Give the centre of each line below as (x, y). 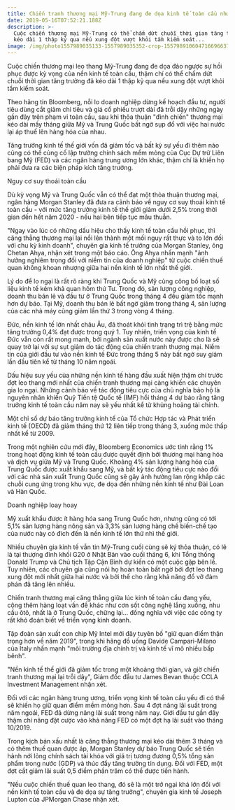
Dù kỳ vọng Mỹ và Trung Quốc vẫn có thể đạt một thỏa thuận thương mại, (113, 194)
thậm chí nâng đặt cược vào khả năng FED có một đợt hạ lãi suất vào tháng (115, 720)
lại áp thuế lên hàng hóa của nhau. (57, 132)
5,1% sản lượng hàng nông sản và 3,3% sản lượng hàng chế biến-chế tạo (112, 526)
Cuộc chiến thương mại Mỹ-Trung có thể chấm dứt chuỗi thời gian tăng (119, 33)
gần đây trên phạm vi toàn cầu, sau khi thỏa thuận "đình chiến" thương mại (115, 117)
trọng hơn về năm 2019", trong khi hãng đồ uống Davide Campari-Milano (112, 641)
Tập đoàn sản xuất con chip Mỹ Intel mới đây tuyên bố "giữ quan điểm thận (115, 633)
